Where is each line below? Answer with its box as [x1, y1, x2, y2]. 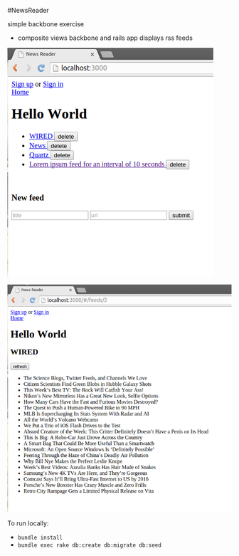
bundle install [17, 534, 63, 542]
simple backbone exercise [7, 20, 85, 28]
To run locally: [7, 519, 49, 528]
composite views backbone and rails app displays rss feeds [17, 33, 193, 42]
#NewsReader [7, 6, 50, 14]
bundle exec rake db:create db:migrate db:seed [17, 542, 161, 549]
